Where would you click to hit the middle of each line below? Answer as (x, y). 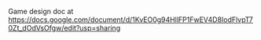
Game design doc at (41, 11)
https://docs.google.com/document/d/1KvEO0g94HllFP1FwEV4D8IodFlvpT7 (130, 20)
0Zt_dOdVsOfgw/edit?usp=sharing (64, 28)
